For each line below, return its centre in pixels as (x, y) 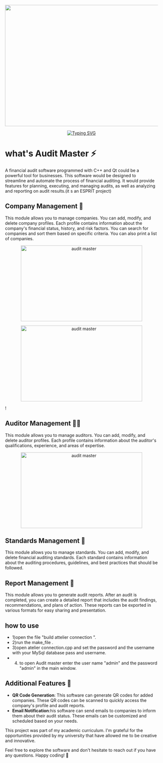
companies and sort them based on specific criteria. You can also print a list (81, 233)
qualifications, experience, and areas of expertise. (55, 445)
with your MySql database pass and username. (59, 653)
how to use (22, 625)
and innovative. (20, 741)
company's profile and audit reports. (49, 705)
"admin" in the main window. (48, 668)
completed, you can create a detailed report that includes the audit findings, (81, 600)
